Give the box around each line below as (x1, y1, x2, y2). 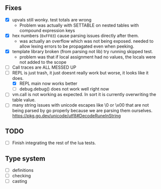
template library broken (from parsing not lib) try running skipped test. (12, 48, 153, 54)
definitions (12, 168, 34, 173)
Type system (5, 154, 45, 163)
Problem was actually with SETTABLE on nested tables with (19, 22, 139, 28)
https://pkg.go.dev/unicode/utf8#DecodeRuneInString (12, 113, 121, 119)
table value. (12, 97, 36, 103)
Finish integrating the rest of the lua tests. (12, 140, 96, 146)
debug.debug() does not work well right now (19, 86, 109, 92)
